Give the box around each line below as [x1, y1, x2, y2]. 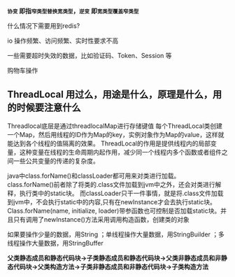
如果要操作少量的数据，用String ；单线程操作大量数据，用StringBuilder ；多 [7, 230, 225, 239]
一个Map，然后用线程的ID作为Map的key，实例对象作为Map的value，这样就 [7, 130, 225, 138]
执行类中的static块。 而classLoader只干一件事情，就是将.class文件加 [19, 189, 218, 197]
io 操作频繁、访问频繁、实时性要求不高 [7, 36, 119, 45]
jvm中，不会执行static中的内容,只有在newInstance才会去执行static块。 [13, 197, 217, 206]
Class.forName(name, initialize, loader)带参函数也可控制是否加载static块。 [7, 206, 221, 215]
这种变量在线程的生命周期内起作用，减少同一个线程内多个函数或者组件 [19, 148, 222, 156]
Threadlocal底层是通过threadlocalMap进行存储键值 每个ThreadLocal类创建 [7, 122, 222, 130]
